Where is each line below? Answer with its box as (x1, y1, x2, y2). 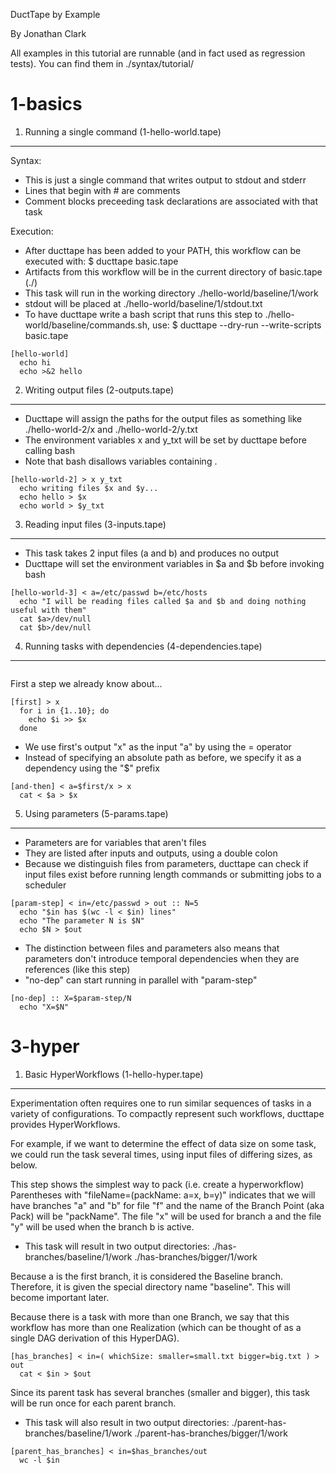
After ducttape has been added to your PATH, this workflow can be (24, 244, 302, 256)
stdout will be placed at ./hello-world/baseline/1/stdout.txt (24, 297, 263, 309)
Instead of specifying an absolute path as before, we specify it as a (24, 751, 302, 763)
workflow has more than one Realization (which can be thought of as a (10, 1321, 302, 1333)
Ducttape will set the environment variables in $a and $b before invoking (24, 557, 325, 569)
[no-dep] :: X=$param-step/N (10, 993, 132, 1003)
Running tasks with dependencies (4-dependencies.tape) (24, 640, 263, 652)
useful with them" (10, 605, 87, 615)
